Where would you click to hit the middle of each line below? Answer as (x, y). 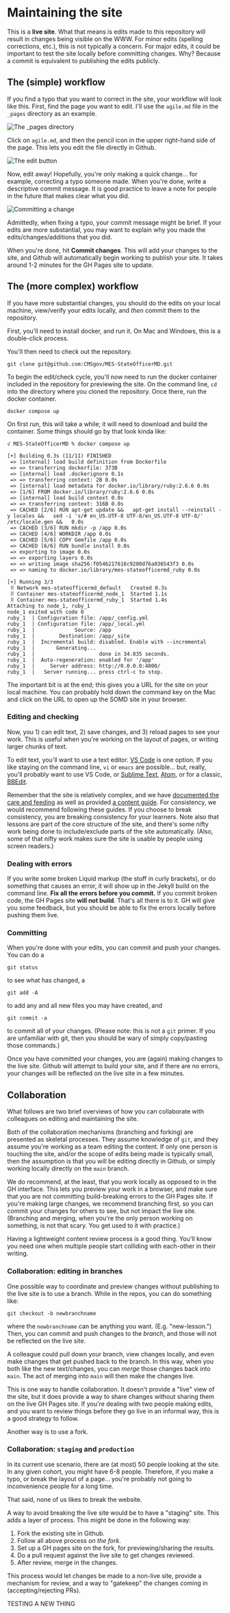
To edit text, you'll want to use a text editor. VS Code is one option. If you (110, 760)
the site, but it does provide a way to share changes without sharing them (111, 1396)
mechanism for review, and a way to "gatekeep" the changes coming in (107, 1583)
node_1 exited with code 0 (46, 612)
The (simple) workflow (56, 83)
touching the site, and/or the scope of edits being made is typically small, (111, 1154)
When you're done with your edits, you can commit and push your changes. (114, 947)
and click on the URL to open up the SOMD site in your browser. (97, 699)
